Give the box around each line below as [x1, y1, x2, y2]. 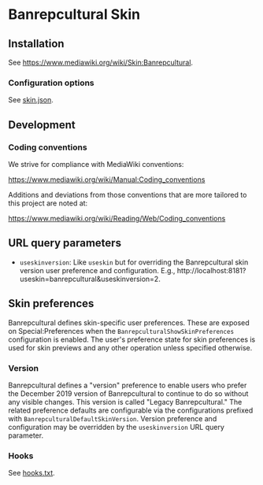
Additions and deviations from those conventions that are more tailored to [8, 190, 247, 199]
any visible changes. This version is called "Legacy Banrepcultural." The [8, 397, 243, 406]
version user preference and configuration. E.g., [19, 265, 176, 275]
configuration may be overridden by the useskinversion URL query [8, 422, 224, 431]
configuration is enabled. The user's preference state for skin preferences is [8, 335, 256, 344]
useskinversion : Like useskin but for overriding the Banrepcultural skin [19, 257, 249, 267]
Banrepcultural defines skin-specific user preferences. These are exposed [8, 317, 250, 328]
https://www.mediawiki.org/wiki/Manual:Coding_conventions [8, 175, 206, 184]
